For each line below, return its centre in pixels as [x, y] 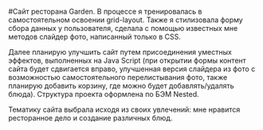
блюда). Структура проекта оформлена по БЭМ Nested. [104, 94]
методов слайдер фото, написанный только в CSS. [94, 36]
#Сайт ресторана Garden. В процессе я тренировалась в [105, 11]
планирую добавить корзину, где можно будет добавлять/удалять [121, 86]
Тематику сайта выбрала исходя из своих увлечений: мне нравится [124, 109]
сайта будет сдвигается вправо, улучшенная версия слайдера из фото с [132, 69]
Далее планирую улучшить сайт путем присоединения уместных [120, 52]
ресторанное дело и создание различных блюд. [90, 118]
